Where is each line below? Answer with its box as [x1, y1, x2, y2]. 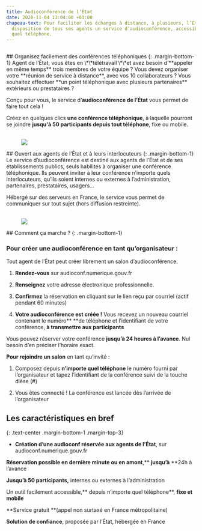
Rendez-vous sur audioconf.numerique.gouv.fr [14, 270, 132, 277]
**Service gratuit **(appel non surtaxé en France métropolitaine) [6, 506, 168, 514]
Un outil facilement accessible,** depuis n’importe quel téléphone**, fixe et [6, 488, 193, 496]
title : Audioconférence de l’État [6, 8, 93, 15]
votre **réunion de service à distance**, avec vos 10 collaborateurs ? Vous [6, 72, 191, 79]
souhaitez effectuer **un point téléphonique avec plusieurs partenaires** [6, 79, 188, 86]
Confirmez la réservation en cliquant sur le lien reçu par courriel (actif [14, 293, 189, 300]
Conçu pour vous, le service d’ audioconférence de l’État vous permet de [6, 97, 188, 104]
